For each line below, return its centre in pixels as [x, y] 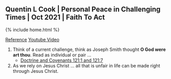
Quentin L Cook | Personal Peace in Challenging [83, 9]
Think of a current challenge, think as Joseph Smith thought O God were [89, 49]
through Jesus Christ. [36, 71]
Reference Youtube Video [33, 39]
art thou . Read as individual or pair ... [52, 55]
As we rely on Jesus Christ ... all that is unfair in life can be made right [86, 65]
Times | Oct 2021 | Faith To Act [55, 18]
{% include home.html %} [33, 30]
